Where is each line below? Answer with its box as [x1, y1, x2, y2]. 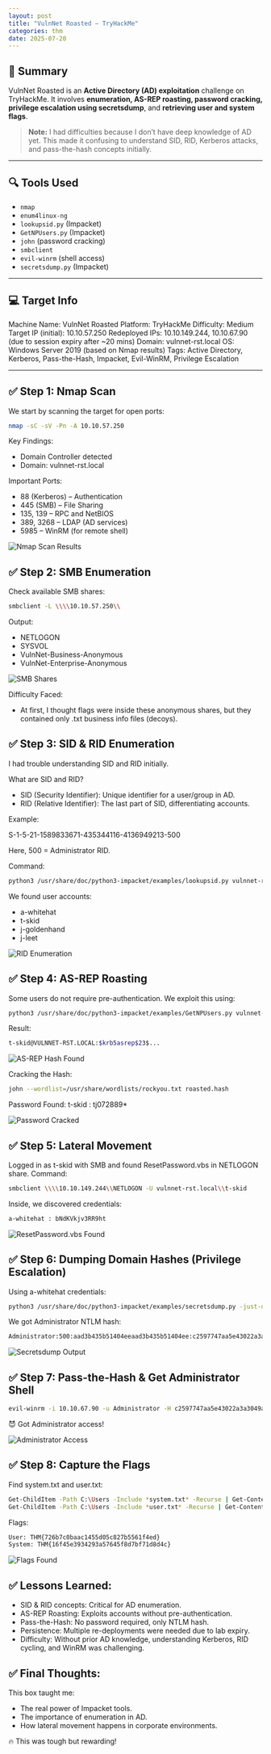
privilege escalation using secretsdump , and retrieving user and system [8, 103, 255, 113]
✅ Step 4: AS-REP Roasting [8, 972, 148, 986]
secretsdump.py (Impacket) [19, 262, 109, 271]
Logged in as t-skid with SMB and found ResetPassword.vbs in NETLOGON [8, 1160, 259, 1170]
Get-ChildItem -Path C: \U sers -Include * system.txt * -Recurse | [8, 1495, 229, 1504]
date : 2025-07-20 [8, 34, 67, 43]
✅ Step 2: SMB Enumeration [8, 565, 152, 578]
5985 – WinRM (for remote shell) [19, 526, 129, 536]
